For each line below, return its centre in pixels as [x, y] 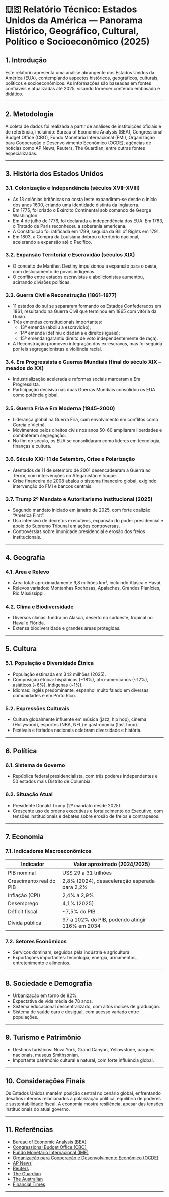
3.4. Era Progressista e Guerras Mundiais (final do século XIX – [83, 362]
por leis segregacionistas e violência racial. [57, 349]
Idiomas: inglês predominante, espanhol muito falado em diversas [80, 690]
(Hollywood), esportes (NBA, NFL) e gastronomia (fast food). [75, 725]
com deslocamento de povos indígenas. [54, 271]
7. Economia [24, 837]
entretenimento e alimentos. [41, 963]
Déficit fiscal [23, 911]
